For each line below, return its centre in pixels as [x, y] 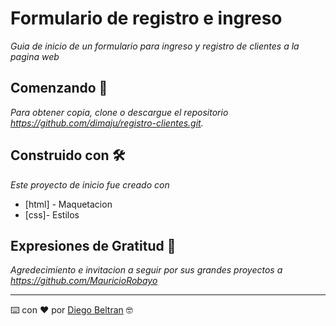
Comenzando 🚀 [59, 88]
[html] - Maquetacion [68, 204]
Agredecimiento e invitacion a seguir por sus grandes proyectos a [146, 270]
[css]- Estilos [52, 214]
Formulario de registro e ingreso [146, 18]
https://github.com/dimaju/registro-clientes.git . [107, 123]
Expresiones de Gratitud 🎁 [93, 245]
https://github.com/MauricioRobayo [84, 281]
